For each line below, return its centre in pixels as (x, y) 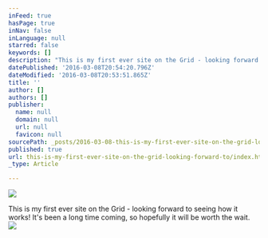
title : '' (25, 82)
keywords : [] (30, 53)
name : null (33, 113)
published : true (35, 149)
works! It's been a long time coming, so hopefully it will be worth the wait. (129, 217)
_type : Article (33, 165)
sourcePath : (28, 142)
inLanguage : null (37, 38)
